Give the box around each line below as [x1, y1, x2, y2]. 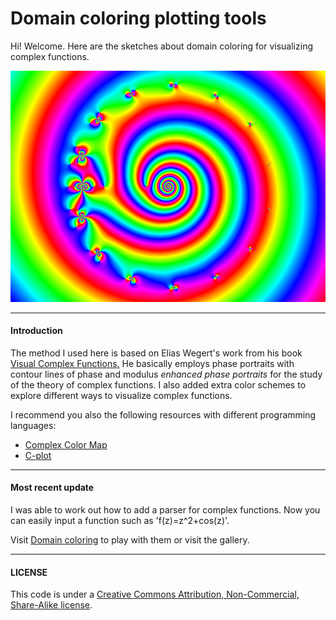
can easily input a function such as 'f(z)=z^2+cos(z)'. [10, 514, 230, 526]
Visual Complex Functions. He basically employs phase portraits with [10, 357, 295, 369]
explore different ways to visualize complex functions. [10, 389, 233, 401]
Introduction [10, 325, 63, 337]
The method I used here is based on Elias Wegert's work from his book [10, 347, 303, 359]
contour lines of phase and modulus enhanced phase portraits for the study [10, 368, 323, 380]
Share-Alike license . [10, 599, 93, 611]
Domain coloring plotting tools [10, 7, 267, 30]
